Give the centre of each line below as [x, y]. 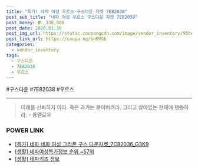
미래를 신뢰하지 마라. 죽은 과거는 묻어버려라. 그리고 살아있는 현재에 [97, 107]
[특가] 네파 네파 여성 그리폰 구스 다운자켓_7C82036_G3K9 [82, 144]
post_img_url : [24, 34]
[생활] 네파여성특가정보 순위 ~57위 [54, 151]
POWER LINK [25, 130]
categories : [21, 45]
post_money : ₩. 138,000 [35, 22]
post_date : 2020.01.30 [34, 28]
